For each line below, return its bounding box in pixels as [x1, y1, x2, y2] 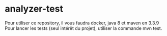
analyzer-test [5, 3, 63, 15]
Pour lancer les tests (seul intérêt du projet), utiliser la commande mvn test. [5, 25, 162, 31]
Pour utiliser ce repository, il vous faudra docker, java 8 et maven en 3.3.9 [5, 20, 159, 26]
